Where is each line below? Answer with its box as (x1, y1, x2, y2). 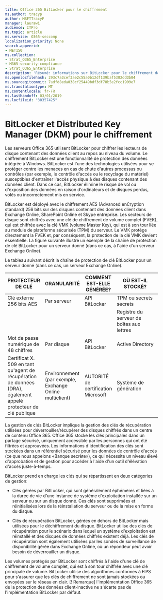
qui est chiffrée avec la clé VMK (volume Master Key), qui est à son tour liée (5, 222, 157, 228)
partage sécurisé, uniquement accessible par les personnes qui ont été (5, 438, 147, 444)
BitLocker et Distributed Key (5, 119, 121, 130)
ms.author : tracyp (5, 12, 42, 17)
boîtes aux (116, 321, 141, 328)
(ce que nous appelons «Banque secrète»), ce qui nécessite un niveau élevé (5, 453, 158, 459)
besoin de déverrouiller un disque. (12, 549, 81, 555)
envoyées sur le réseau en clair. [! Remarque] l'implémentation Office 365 (5, 579, 152, 585)
